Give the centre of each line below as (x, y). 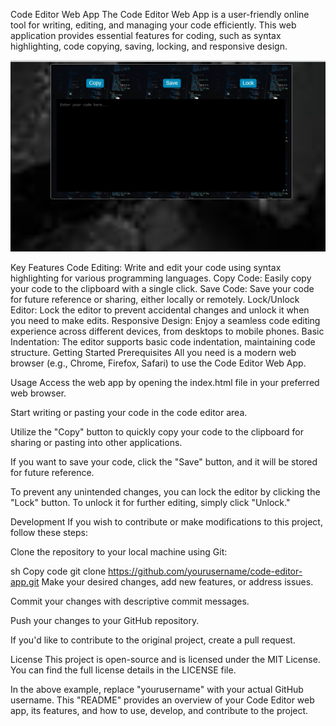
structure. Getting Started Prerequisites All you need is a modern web (153, 352)
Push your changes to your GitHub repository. (105, 620)
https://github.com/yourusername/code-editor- (205, 571)
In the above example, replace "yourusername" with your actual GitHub (157, 689)
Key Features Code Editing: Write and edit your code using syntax (146, 267)
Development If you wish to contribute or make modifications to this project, (166, 521)
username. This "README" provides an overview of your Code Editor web (162, 700)
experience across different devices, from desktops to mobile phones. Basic (167, 331)
